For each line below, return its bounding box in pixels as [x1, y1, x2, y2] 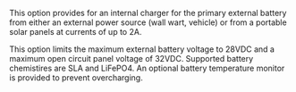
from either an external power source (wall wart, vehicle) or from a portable [9, 17, 288, 28]
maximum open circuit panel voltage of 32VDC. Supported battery [9, 54, 254, 63]
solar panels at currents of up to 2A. [9, 27, 142, 37]
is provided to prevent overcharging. [9, 72, 143, 83]
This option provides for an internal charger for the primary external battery [9, 8, 287, 18]
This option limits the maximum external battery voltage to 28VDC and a [9, 44, 275, 54]
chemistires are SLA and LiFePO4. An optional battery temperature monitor [9, 63, 285, 73]
